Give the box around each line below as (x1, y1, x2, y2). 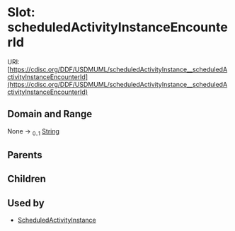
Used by (7, 197, 45, 209)
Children (7, 173, 46, 185)
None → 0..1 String (7, 126, 60, 137)
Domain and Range (7, 108, 93, 120)
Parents (7, 149, 42, 161)
